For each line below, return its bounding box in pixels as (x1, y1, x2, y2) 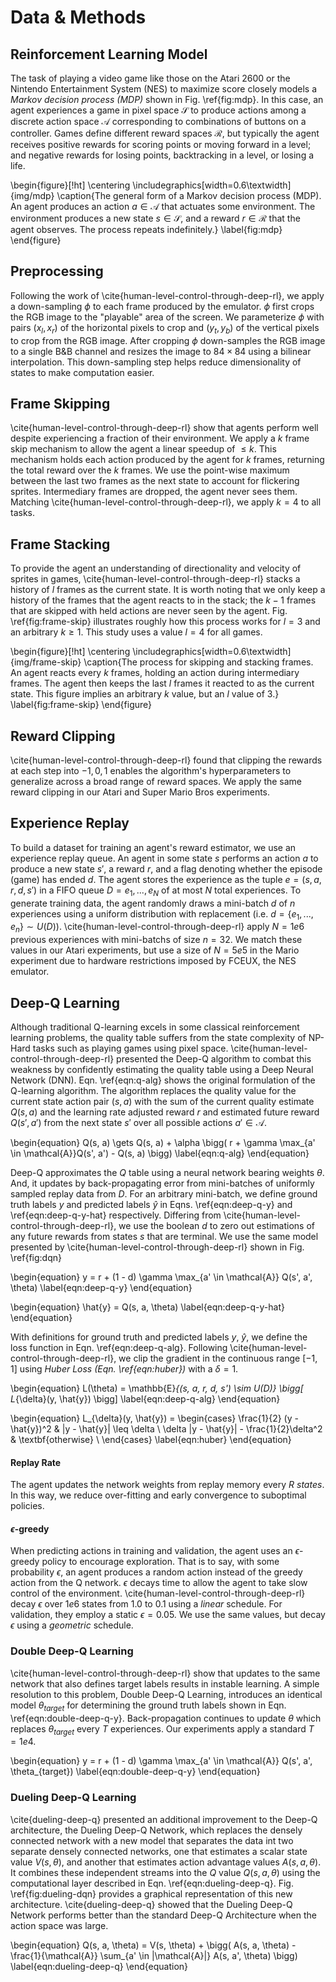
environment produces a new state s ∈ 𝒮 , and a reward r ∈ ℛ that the (10, 212, 301, 224)
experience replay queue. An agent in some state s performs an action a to (10, 852, 319, 864)
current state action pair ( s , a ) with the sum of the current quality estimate (10, 1096, 315, 1108)
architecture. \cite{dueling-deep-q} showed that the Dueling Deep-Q (10, 1898, 293, 1910)
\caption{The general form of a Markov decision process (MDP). (56, 190, 322, 201)
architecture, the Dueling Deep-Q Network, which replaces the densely (10, 1824, 303, 1836)
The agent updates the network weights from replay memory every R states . (10, 1479, 325, 1491)
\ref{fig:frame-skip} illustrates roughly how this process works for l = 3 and (10, 616, 321, 628)
